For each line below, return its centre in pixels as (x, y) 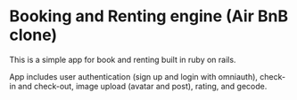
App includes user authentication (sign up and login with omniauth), (134, 76)
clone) (33, 35)
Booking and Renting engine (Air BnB (148, 16)
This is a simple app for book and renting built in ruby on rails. (123, 59)
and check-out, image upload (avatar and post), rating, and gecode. (142, 86)
